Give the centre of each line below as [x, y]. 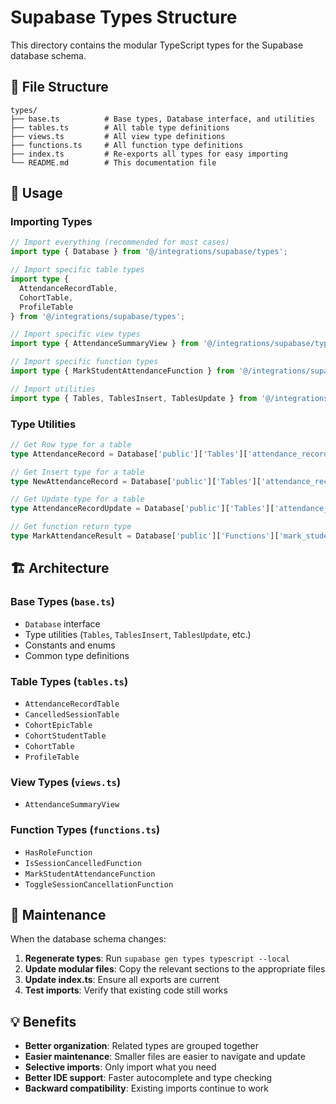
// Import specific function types [84, 362]
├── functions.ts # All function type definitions [127, 145]
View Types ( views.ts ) [66, 782]
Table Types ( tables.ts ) [69, 681]
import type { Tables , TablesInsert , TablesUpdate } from [133, 398]
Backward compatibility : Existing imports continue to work [147, 1088]
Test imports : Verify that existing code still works [126, 990]
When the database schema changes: [88, 939]
